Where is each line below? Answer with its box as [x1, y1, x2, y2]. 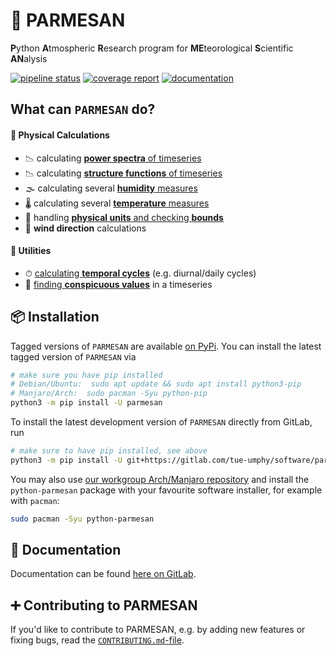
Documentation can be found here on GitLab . [10, 568, 197, 580]
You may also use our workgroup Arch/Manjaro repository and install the [10, 473, 310, 485]
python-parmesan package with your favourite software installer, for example [10, 484, 323, 496]
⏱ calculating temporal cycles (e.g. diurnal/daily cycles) [24, 267, 257, 279]
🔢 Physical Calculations [10, 129, 110, 141]
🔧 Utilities [10, 245, 52, 257]
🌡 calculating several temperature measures [24, 197, 210, 209]
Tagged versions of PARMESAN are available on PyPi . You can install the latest [10, 340, 322, 352]
